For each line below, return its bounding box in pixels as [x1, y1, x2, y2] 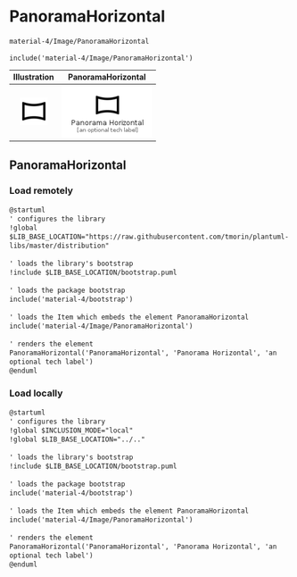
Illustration [12, 71, 55, 82]
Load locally [9, 387, 63, 399]
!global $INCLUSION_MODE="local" [9, 426, 134, 435]
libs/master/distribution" [9, 241, 110, 250]
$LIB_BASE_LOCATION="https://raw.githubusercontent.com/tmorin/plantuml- [9, 232, 290, 241]
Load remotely [9, 184, 74, 197]
